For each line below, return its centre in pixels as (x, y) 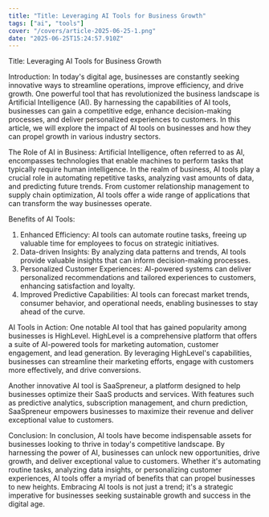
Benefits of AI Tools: (42, 219)
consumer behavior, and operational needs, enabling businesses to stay (139, 304)
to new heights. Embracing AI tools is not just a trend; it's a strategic (121, 487)
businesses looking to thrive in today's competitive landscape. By (116, 445)
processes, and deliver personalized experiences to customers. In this (124, 120)
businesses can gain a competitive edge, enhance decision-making (120, 111)
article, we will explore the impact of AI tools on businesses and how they (130, 128)
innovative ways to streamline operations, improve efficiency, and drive (126, 85)
